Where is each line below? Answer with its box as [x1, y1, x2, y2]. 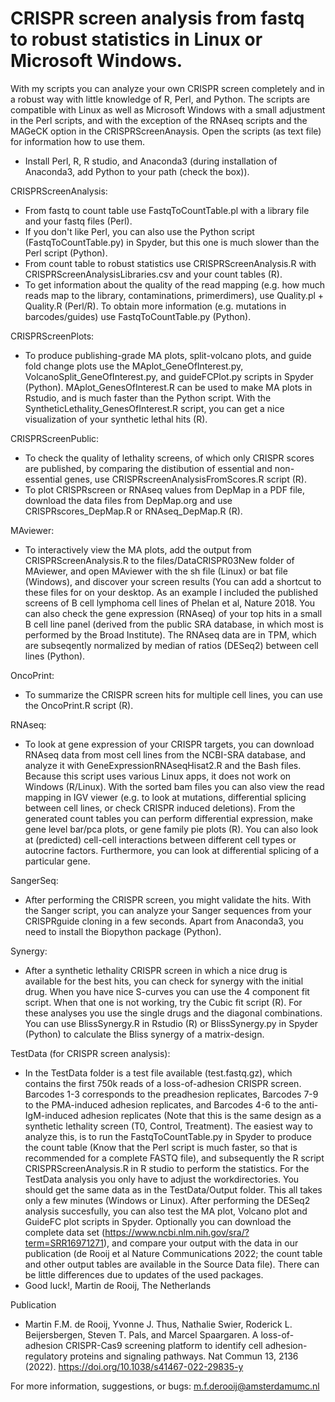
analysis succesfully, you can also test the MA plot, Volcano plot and [24, 1205, 308, 1217]
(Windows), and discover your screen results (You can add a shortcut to [24, 575, 322, 587]
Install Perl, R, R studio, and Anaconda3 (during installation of [24, 155, 278, 167]
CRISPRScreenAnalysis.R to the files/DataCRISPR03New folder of [24, 554, 295, 566]
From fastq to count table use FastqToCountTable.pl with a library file [24, 204, 310, 216]
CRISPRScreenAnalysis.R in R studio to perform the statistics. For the [24, 1162, 310, 1174]
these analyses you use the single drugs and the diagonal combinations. [24, 1007, 323, 1019]
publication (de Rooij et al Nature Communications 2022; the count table [24, 1247, 323, 1259]
